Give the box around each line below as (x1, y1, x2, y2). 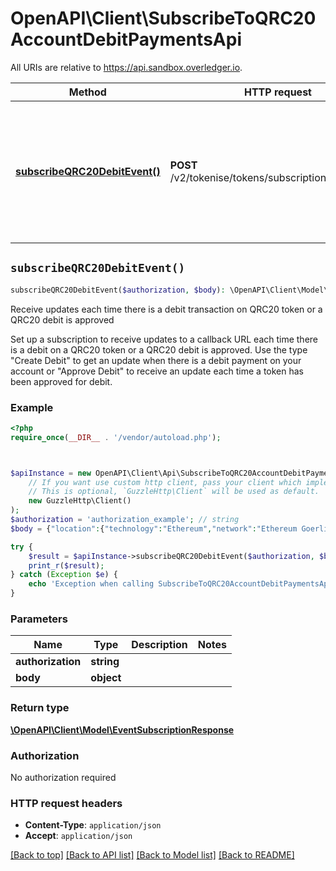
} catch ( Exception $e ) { (10, 570, 118, 580)
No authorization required (10, 771, 117, 783)
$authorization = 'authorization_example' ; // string (10, 515, 240, 525)
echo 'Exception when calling (28, 579, 155, 589)
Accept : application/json (24, 830, 133, 842)
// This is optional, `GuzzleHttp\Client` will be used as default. (28, 487, 320, 497)
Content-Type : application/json (24, 819, 162, 831)
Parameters (10, 612, 68, 626)
